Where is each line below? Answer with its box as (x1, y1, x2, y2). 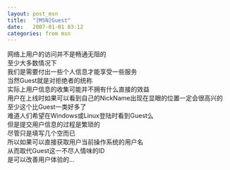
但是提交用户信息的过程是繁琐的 (7, 120, 100, 129)
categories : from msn (7, 30, 71, 37)
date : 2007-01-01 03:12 (7, 23, 83, 30)
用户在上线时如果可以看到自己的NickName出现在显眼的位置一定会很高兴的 (7, 94, 224, 103)
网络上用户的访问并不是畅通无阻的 (7, 50, 107, 58)
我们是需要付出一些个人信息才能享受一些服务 (7, 67, 138, 76)
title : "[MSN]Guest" (7, 17, 71, 24)
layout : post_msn (7, 10, 59, 18)
